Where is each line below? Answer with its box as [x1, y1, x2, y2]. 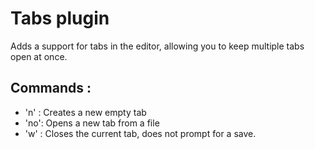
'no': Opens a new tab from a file [24, 117, 160, 129]
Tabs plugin [10, 7, 110, 30]
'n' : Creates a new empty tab [24, 106, 147, 118]
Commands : [10, 80, 92, 97]
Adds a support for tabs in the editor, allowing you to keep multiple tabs [10, 40, 305, 52]
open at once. [10, 50, 68, 62]
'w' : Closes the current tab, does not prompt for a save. [24, 127, 257, 139]
